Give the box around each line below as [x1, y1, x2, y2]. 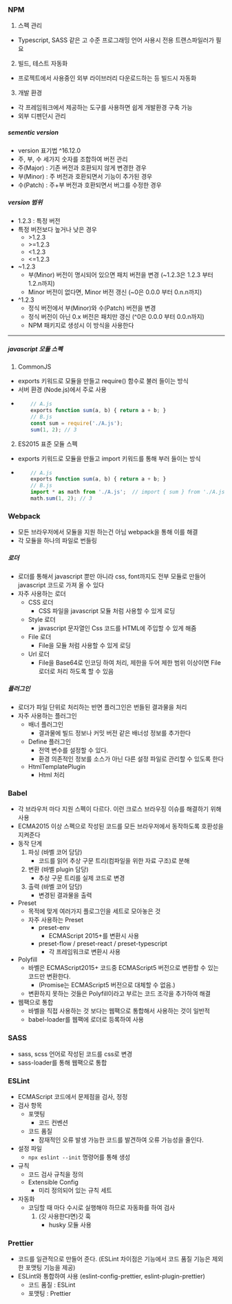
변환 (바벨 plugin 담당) [28, 865, 89, 874]
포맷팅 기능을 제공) [25, 1263, 76, 1272]
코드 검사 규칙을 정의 [28, 1170, 84, 1178]
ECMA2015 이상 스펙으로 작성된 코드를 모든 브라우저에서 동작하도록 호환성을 [17, 822, 224, 830]
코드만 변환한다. [28, 972, 71, 981]
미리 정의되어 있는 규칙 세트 [38, 1186, 112, 1195]
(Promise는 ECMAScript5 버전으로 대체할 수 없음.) [38, 981, 176, 989]
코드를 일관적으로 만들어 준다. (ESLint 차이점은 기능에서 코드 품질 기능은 [17, 1255, 211, 1263]
